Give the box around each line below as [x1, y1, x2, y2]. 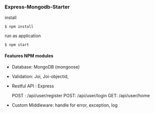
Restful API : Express [11, 83, 55, 89]
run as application [4, 33, 41, 39]
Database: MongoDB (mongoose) [11, 64, 80, 70]
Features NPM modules [4, 53, 54, 59]
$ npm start [4, 42, 29, 47]
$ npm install [4, 24, 34, 29]
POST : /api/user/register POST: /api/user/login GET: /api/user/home [11, 92, 150, 98]
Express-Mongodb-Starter [4, 3, 70, 10]
